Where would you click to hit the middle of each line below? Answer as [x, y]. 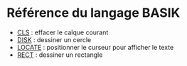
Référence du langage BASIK [93, 13]
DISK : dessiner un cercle [54, 39]
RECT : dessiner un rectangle [60, 55]
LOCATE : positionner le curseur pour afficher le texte [95, 47]
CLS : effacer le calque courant [63, 32]
